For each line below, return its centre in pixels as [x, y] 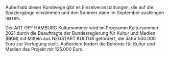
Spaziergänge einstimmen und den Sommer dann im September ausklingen [85, 13]
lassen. [13, 18]
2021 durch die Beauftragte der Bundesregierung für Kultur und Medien [80, 33]
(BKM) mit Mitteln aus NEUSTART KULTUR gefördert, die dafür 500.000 [81, 38]
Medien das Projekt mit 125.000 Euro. [45, 49]
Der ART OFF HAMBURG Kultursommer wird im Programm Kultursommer [82, 28]
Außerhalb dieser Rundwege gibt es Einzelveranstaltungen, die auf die [79, 7]
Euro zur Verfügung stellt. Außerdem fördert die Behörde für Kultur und [80, 44]
